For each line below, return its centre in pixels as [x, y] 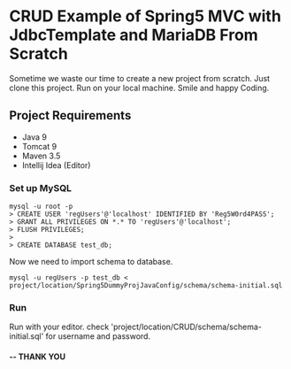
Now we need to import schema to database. [91, 262]
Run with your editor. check [59, 327]
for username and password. [98, 336]
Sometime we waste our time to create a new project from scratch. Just [140, 78]
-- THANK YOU [38, 357]
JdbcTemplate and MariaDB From [134, 35]
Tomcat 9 [39, 146]
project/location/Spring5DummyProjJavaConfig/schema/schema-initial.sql [146, 286]
